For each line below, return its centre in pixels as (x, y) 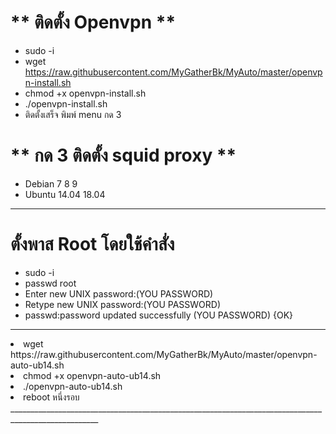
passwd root (50, 283)
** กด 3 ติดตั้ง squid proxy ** (123, 155)
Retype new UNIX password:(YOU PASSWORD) (122, 304)
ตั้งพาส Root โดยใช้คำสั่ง (92, 244)
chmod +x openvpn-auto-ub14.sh (92, 375)
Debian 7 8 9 (51, 183)
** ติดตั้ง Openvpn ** (93, 22)
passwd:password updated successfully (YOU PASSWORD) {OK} (159, 315)
